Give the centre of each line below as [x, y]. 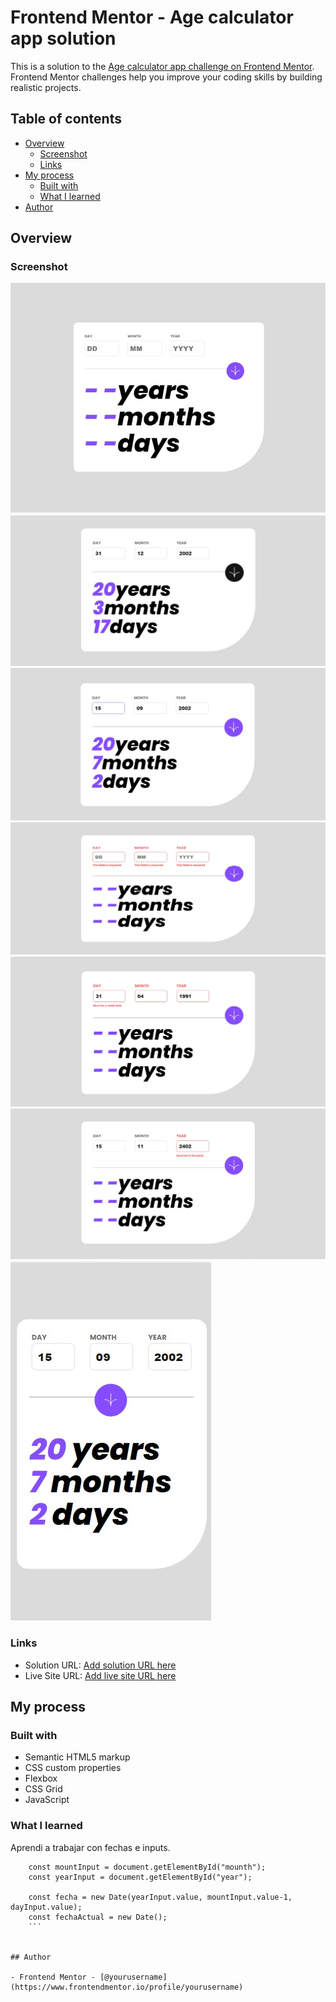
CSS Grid [43, 1789]
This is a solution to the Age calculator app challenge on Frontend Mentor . [162, 66]
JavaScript [47, 1800]
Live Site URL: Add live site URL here [100, 1675]
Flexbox [41, 1778]
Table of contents [66, 119]
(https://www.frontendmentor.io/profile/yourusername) [127, 1987]
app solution [63, 38]
